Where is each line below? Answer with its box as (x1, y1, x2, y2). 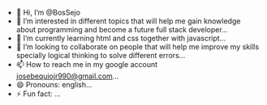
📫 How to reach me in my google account (15, 60, 158, 69)
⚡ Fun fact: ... (15, 89, 61, 99)
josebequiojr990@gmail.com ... (15, 71, 119, 81)
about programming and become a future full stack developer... (15, 25, 229, 34)
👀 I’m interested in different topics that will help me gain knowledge (15, 16, 241, 26)
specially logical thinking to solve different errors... (15, 51, 186, 60)
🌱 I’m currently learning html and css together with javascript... (15, 33, 226, 43)
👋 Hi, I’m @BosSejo (15, 8, 81, 17)
